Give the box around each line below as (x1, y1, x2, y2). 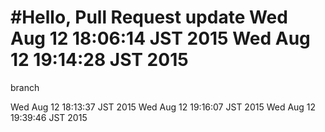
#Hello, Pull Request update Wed (10, 6, 288, 29)
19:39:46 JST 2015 (10, 111, 88, 123)
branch (10, 81, 40, 93)
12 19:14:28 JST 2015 (10, 49, 189, 71)
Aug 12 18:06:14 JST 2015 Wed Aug (10, 27, 311, 50)
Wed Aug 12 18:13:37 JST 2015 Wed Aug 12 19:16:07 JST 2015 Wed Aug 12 (10, 101, 317, 113)
